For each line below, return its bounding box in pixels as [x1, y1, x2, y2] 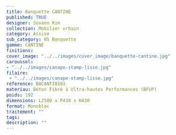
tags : [6, 114, 20, 120]
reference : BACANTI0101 [6, 81, 66, 87]
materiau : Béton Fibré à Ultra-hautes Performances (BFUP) [6, 87, 157, 93]
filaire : [6, 70, 28, 76]
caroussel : [6, 59, 34, 65]
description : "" [6, 120, 47, 126]
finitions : [6, 48, 34, 54]
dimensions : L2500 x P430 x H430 [6, 97, 90, 103]
